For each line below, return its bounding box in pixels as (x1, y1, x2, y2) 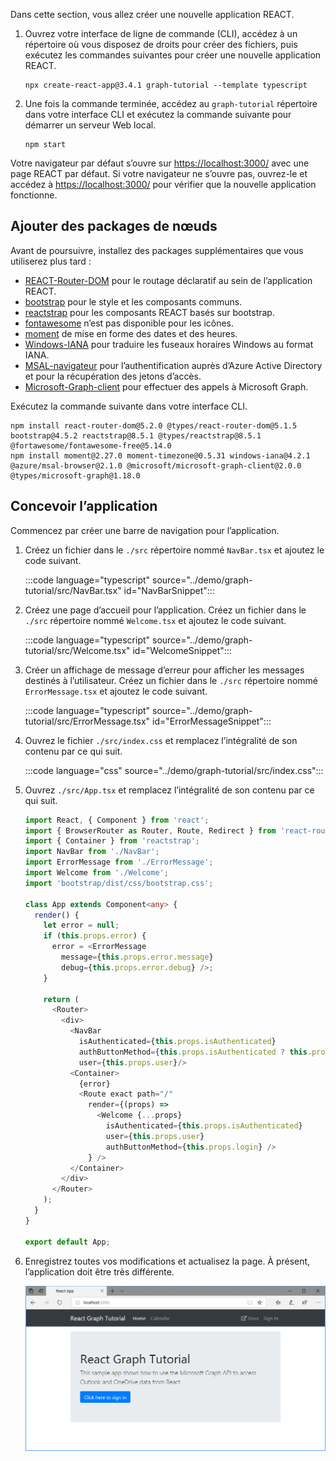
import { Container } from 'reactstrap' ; (24, 836, 201, 846)
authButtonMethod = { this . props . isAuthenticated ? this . (78, 1047, 313, 1057)
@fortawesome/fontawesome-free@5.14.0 (10, 440, 172, 451)
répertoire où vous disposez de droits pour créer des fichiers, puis (24, 39, 298, 50)
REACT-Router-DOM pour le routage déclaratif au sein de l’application (24, 274, 313, 286)
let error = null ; (43, 920, 120, 931)
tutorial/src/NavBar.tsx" (24, 584, 122, 596)
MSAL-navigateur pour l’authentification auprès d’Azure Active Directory (24, 359, 323, 371)
